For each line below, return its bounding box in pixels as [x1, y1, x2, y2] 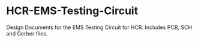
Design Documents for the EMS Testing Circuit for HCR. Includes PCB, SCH [6, 24, 193, 31]
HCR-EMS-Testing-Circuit [6, 4, 139, 18]
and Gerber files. [6, 30, 48, 37]
